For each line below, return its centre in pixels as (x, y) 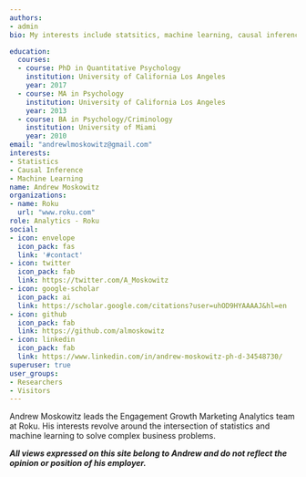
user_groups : (34, 373)
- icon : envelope (42, 238)
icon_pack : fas (46, 246)
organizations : (38, 196)
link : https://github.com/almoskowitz (92, 331)
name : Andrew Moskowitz (55, 187)
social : (24, 229)
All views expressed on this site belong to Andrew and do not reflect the (148, 453)
